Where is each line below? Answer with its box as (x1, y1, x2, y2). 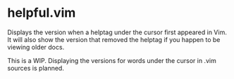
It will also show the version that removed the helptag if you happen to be (7, 35, 221, 43)
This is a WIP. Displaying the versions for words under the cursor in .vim (7, 56, 216, 64)
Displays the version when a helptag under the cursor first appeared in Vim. (7, 28, 227, 36)
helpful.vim (7, 5, 76, 21)
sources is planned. (7, 64, 65, 72)
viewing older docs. (7, 43, 65, 51)
